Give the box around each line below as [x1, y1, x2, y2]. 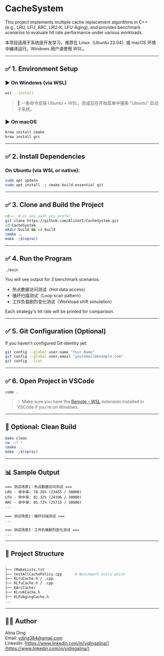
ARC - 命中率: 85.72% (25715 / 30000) [5, 500, 82, 505]
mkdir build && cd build [5, 227, 56, 232]
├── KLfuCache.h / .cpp [5, 581, 54, 586]
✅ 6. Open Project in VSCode [5, 377, 95, 385]
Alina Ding [5, 630, 26, 636]
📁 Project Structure [5, 549, 64, 558]
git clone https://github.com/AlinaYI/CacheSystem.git [5, 218, 119, 223]
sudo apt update [5, 178, 38, 183]
